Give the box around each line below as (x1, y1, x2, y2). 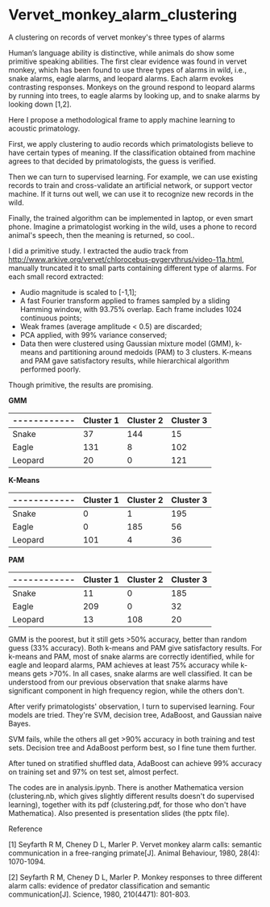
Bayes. (8, 718, 31, 728)
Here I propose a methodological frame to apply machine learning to (8, 114, 235, 124)
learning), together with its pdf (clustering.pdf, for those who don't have (8, 800, 247, 809)
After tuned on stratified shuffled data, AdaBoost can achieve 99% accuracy (8, 758, 262, 768)
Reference (8, 824, 43, 834)
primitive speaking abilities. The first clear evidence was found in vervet (8, 56, 247, 66)
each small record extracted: (8, 272, 104, 281)
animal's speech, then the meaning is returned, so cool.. (8, 230, 195, 239)
